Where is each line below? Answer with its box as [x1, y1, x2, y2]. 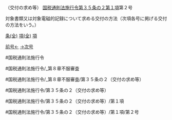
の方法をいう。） [5, 22, 40, 28]
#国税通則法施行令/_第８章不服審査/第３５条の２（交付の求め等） [5, 76, 144, 82]
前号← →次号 [5, 44, 33, 50]
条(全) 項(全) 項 [5, 33, 37, 38]
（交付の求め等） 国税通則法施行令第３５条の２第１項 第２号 [5, 5, 132, 10]
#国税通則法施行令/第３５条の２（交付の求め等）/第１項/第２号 [5, 109, 139, 115]
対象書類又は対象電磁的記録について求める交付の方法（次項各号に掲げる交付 [5, 15, 167, 22]
